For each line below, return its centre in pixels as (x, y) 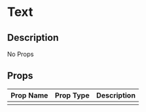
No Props (21, 54)
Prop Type (72, 95)
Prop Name (29, 95)
